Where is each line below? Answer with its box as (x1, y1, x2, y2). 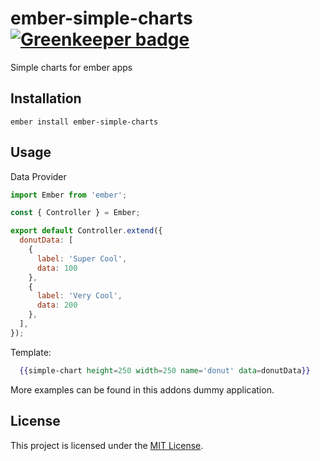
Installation (10, 90, 82, 107)
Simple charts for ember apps (10, 61, 133, 73)
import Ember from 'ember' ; (10, 190, 128, 200)
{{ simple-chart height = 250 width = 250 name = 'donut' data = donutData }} (19, 365, 311, 376)
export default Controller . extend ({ (10, 226, 163, 236)
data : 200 (36, 300, 78, 311)
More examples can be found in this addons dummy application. (10, 383, 275, 396)
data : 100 (36, 263, 78, 273)
